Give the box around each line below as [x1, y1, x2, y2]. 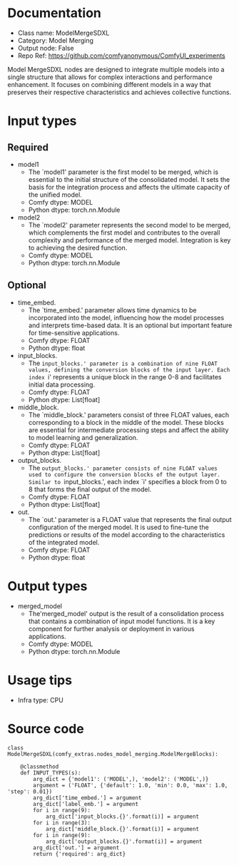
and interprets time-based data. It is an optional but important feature [28, 321, 233, 329]
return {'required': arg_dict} [33, 850, 126, 857]
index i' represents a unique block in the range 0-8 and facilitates [28, 372, 222, 381]
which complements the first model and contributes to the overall [28, 228, 220, 237]
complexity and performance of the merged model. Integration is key [28, 235, 231, 244]
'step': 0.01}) [7, 788, 53, 795]
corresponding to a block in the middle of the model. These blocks [28, 418, 225, 426]
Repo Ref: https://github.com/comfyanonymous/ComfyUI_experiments [17, 51, 226, 60]
